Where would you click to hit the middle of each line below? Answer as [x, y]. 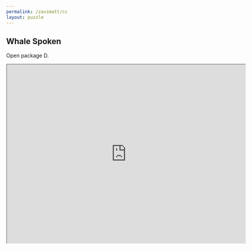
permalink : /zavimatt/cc [37, 12]
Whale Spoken [34, 41]
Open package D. [27, 56]
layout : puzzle [25, 17]
